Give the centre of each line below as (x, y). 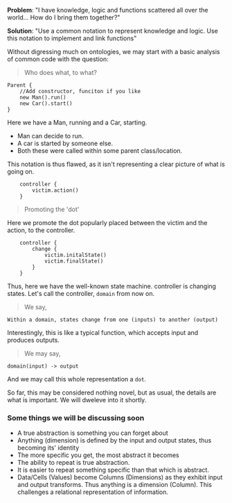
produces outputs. (34, 340)
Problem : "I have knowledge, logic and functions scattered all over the (108, 10)
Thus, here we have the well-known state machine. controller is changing (112, 286)
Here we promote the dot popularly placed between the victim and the (107, 223)
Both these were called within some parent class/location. (100, 151)
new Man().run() (43, 97)
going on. (21, 172)
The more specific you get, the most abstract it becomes (98, 455)
